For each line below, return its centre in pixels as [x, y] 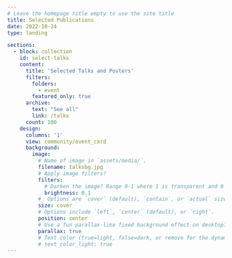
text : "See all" [55, 110]
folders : [45, 83]
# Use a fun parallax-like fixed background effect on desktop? [132, 225]
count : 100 [41, 122]
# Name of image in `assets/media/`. [92, 161]
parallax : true [59, 231]
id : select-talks [45, 58]
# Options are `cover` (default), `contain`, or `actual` [125, 199]
